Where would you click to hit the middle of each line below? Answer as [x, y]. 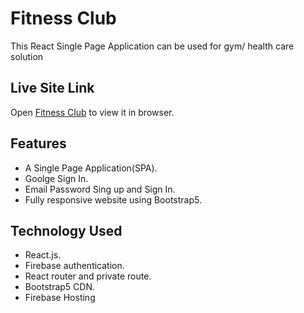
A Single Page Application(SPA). [91, 168]
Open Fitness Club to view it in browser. [92, 112]
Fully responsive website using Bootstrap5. [113, 199]
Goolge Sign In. [56, 178]
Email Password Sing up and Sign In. [100, 189]
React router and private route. [88, 276]
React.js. [43, 255]
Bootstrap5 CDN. [60, 287]
